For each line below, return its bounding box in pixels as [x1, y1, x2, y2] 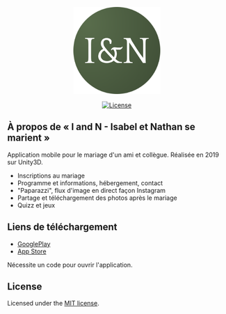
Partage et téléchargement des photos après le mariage [17, 194, 177, 202]
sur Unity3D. [7, 157, 43, 166]
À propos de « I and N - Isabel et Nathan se [7, 121, 196, 133]
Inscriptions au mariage [17, 171, 86, 180]
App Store [17, 247, 47, 256]
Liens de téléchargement [7, 221, 118, 233]
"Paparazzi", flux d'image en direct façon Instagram [17, 186, 166, 194]
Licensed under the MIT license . [7, 299, 99, 308]
